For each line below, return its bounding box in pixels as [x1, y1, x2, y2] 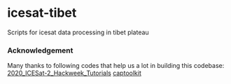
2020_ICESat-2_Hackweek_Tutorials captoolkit [7, 69, 141, 78]
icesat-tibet [7, 5, 77, 21]
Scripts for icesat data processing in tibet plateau [7, 28, 149, 36]
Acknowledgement [7, 45, 73, 55]
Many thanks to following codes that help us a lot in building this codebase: [7, 62, 225, 70]
